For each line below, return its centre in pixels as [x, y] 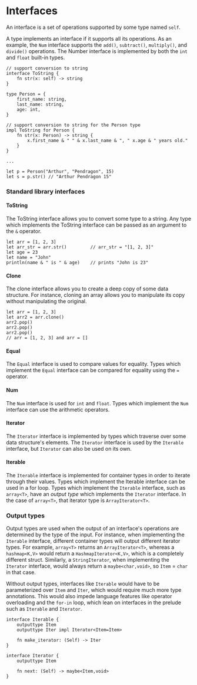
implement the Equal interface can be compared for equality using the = [93, 371]
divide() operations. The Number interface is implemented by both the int [97, 51]
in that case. [21, 572]
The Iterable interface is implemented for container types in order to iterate [98, 476]
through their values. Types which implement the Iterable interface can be [96, 481]
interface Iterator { [33, 656]
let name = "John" [29, 258]
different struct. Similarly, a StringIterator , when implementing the [88, 560]
